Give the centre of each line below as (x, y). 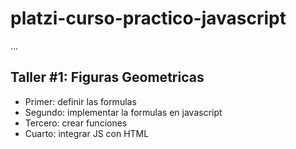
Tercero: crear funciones (76, 123)
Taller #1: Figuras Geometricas (107, 77)
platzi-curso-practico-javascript (148, 18)
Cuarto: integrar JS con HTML (87, 133)
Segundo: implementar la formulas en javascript (123, 112)
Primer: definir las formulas (80, 101)
